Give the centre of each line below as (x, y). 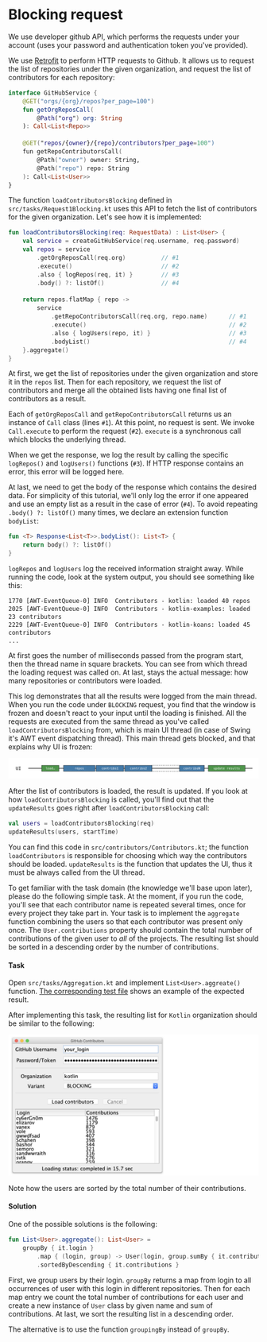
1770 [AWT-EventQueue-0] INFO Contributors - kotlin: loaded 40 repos (129, 601)
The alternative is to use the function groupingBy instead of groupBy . (119, 1329)
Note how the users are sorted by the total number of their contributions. (127, 1188)
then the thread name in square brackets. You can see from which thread (128, 664)
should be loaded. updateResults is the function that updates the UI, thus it (130, 864)
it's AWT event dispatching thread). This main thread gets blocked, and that (132, 739)
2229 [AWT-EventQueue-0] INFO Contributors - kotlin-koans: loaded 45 (129, 625)
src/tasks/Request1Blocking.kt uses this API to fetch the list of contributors (133, 209)
